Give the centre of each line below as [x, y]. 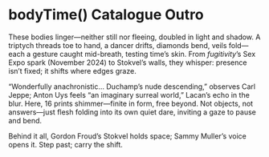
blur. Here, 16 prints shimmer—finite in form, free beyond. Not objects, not [131, 103]
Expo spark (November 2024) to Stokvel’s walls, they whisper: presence [128, 62]
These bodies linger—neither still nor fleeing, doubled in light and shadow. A [134, 37]
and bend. [25, 120]
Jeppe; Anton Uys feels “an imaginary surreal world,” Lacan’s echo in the [129, 95]
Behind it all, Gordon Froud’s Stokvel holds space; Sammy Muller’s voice [127, 136]
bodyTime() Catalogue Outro [106, 15]
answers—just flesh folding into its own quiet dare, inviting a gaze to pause [132, 112]
